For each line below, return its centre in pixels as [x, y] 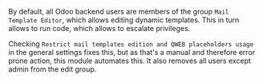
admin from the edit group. [53, 69]
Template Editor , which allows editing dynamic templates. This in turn [124, 20]
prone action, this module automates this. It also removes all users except [129, 61]
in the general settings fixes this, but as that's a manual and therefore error [132, 52]
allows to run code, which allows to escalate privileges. [99, 28]
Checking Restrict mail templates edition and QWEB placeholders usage [131, 44]
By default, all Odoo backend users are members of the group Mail [119, 12]
